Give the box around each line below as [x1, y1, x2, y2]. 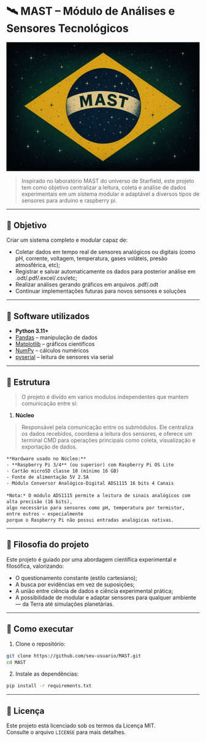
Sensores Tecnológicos [6, 21, 129, 36]
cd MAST [6, 659, 26, 665]
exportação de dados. [21, 443, 78, 450]
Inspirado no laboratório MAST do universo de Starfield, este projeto [21, 177, 194, 184]
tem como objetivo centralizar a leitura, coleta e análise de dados [21, 184, 186, 191]
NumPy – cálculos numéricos [15, 347, 89, 354]
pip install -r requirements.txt [6, 683, 92, 689]
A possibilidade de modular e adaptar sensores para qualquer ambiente [15, 593, 196, 601]
